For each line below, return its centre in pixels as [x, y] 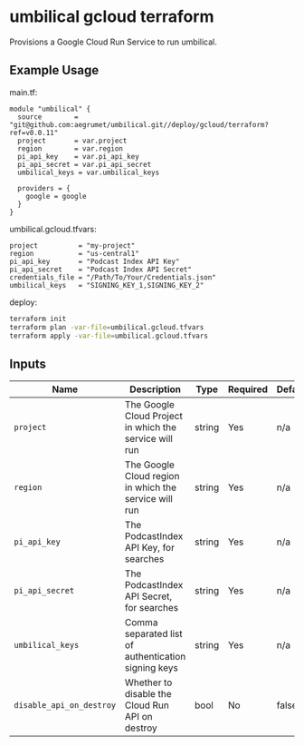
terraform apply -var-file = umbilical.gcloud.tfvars [109, 336]
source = [48, 117]
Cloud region [152, 476]
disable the [148, 694]
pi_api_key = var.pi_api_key [79, 156]
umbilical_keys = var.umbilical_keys [89, 172]
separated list [154, 634]
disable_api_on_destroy [65, 706]
